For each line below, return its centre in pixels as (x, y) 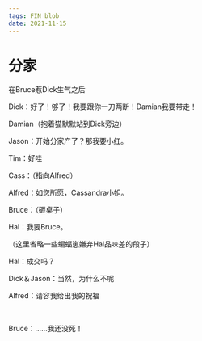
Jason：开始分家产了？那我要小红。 (68, 141)
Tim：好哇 (25, 158)
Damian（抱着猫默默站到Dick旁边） (67, 124)
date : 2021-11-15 (38, 23)
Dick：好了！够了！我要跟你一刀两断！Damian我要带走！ (103, 107)
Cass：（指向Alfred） (43, 175)
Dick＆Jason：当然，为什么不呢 (61, 279)
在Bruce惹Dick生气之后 (47, 90)
